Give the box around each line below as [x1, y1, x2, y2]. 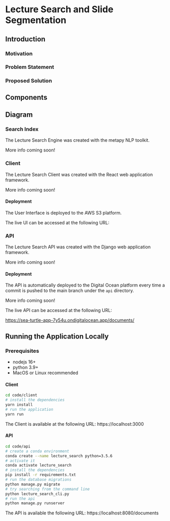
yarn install [5, 402, 33, 407]
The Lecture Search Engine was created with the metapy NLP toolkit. [5, 137, 150, 143]
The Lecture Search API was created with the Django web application [5, 244, 151, 250]
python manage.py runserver [5, 501, 65, 506]
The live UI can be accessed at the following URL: [5, 219, 109, 225]
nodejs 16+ [12, 359, 36, 365]
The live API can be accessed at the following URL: [5, 307, 112, 314]
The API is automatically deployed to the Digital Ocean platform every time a [5, 282, 165, 289]
